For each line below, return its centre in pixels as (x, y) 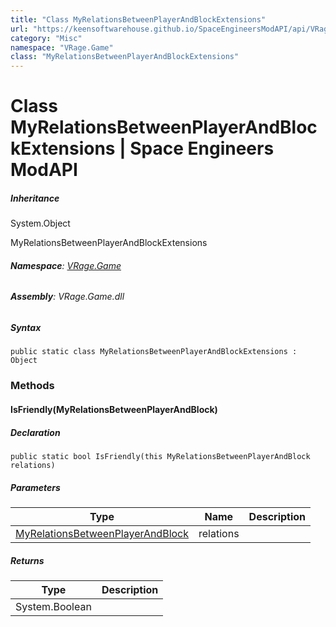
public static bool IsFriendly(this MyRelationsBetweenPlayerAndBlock (160, 456)
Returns (27, 560)
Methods (32, 386)
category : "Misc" (46, 38)
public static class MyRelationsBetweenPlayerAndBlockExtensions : (154, 352)
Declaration (35, 432)
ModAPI (44, 170)
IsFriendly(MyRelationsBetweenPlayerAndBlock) (114, 409)
